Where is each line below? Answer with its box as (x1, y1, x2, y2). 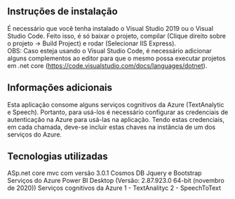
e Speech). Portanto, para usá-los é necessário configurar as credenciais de (7, 108, 229, 116)
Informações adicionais (7, 82, 113, 94)
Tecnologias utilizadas (7, 151, 108, 163)
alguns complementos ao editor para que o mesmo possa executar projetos (7, 54, 226, 62)
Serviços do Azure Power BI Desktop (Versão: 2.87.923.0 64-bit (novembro (7, 177, 224, 185)
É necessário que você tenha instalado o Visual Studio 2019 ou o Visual (7, 24, 214, 32)
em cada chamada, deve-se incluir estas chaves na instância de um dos (7, 123, 216, 131)
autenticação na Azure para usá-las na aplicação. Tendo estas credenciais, (7, 115, 224, 123)
